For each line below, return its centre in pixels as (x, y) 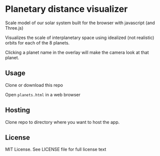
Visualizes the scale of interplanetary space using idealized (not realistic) (80, 38)
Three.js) (14, 28)
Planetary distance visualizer (66, 9)
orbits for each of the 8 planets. (37, 42)
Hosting (18, 110)
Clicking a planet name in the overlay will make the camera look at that (77, 52)
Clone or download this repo (34, 85)
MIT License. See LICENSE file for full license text (56, 150)
